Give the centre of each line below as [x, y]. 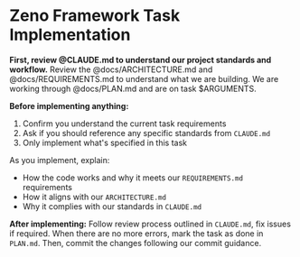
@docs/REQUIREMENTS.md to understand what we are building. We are [144, 78]
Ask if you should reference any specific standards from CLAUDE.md [146, 133]
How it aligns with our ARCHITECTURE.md [94, 197]
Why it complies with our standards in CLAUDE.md [112, 206]
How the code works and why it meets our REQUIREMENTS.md [133, 178]
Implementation [70, 35]
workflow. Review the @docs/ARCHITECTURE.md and [111, 69]
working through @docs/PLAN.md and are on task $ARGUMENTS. [133, 88]
